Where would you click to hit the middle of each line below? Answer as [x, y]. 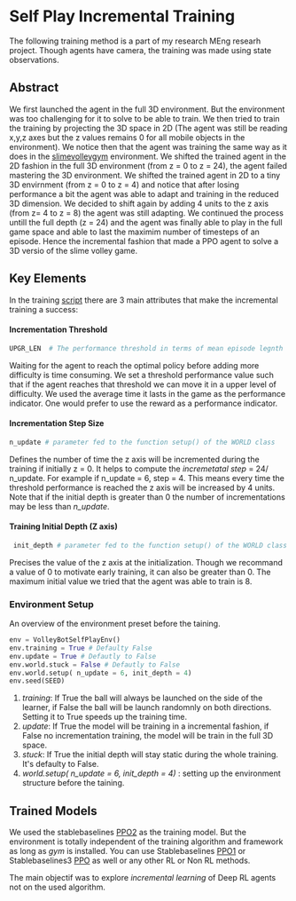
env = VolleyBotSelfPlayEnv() [65, 640]
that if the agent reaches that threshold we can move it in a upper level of [143, 384]
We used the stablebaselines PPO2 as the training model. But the [128, 833]
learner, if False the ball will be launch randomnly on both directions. [147, 707]
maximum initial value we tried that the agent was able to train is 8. [131, 581]
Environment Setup [52, 604]
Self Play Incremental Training [122, 16]
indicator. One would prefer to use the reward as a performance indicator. [144, 403]
